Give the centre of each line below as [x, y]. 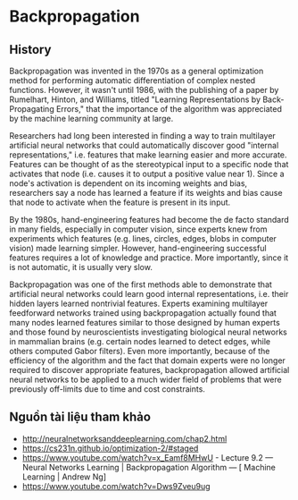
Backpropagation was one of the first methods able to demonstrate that [141, 284]
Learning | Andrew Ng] [64, 477]
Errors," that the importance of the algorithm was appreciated [170, 109]
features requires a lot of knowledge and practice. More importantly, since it [149, 258]
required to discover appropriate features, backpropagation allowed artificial [149, 370]
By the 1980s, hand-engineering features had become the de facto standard [149, 220]
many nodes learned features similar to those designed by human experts [145, 322]
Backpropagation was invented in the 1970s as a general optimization [137, 71]
